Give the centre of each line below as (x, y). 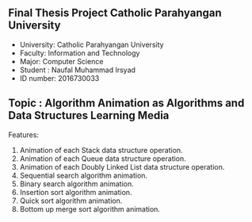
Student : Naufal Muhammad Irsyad (78, 70)
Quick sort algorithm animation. (71, 201)
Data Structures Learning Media (89, 115)
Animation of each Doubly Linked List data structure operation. (122, 166)
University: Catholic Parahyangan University (92, 44)
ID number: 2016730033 (59, 78)
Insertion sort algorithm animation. (76, 192)
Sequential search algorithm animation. (84, 175)
